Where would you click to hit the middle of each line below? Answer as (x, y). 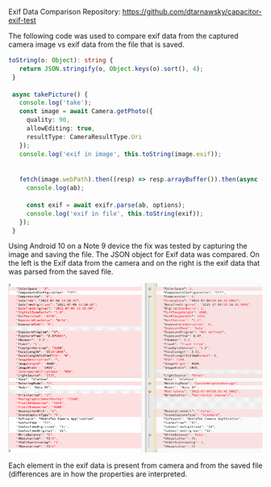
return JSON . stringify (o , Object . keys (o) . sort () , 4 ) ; (111, 69)
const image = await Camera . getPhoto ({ (86, 111)
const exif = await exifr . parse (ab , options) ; (106, 205)
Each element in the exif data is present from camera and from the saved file (135, 465)
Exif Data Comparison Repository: (65, 12)
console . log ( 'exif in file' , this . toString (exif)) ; (115, 213)
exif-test (22, 20)
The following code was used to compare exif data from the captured (124, 36)
